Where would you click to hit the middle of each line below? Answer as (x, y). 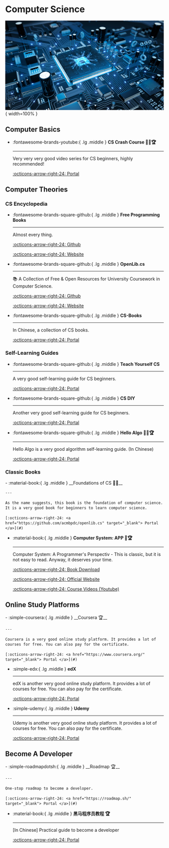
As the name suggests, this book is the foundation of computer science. (84, 503)
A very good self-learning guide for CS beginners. (64, 379)
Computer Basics (33, 130)
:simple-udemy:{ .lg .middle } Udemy (51, 708)
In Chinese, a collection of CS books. (51, 330)
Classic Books (23, 472)
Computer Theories (36, 190)
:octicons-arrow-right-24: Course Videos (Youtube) (66, 589)
